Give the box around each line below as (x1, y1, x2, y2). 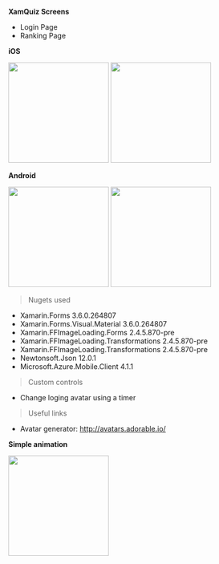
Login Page (19, 22, 58, 31)
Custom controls (27, 377, 83, 387)
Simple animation (8, 440, 68, 448)
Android (8, 171, 36, 180)
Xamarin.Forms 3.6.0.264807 (19, 310, 116, 320)
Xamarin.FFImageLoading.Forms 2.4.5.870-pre (19, 328, 175, 337)
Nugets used (27, 295, 71, 304)
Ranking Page (19, 31, 67, 40)
